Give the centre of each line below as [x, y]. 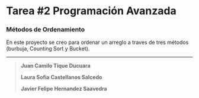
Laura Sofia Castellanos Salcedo [61, 77]
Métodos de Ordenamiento [45, 30]
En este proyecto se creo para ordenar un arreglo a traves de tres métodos [97, 42]
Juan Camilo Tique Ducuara [55, 66]
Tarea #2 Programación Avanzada [91, 11]
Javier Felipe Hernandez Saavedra [64, 89]
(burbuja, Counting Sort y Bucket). [48, 49]
